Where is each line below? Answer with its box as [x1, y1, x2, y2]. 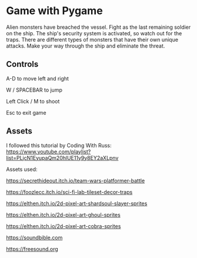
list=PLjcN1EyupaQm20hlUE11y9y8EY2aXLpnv [6, 154, 119, 161]
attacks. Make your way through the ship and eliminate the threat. [6, 42, 165, 49]
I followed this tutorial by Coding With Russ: [6, 142, 112, 149]
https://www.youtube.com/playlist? [6, 148, 91, 155]
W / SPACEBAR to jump [6, 86, 63, 93]
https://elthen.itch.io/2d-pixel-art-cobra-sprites [6, 222, 121, 230]
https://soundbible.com [6, 234, 63, 241]
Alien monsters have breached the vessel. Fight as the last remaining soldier [6, 24, 191, 31]
